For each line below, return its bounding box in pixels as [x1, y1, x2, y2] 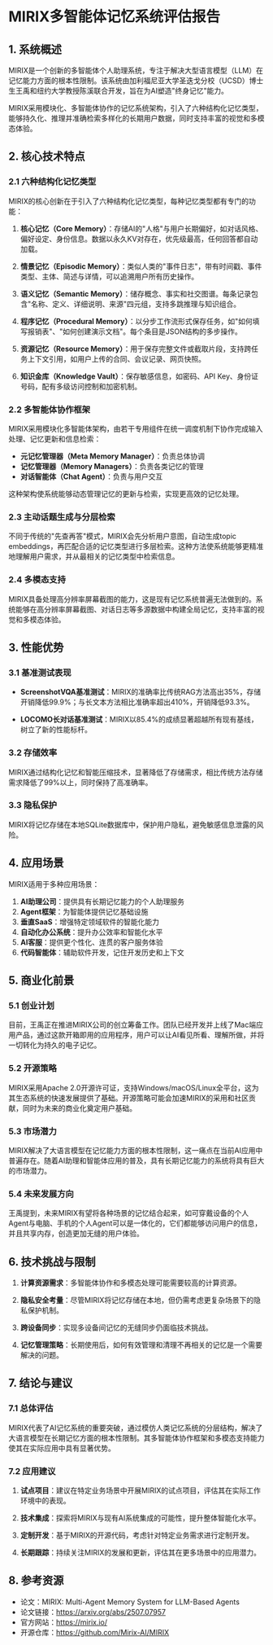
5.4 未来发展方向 [8, 1188, 75, 1200]
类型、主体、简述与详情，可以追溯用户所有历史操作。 [19, 271, 199, 281]
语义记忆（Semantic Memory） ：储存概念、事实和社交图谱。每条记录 [19, 288, 252, 298]
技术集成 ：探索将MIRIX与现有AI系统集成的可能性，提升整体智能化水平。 [19, 1513, 261, 1523]
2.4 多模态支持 [8, 574, 67, 586]
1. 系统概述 [8, 42, 63, 56]
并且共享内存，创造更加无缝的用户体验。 [8, 1229, 144, 1239]
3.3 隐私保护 [8, 800, 58, 811]
